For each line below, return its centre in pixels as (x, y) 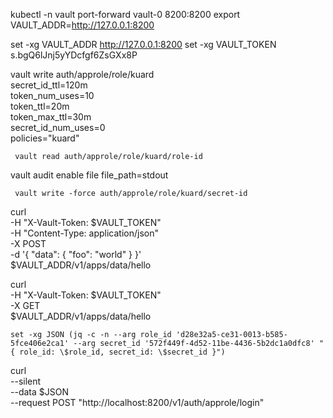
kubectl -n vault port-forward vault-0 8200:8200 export (125, 14)
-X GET (25, 305)
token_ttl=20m (40, 106)
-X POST (28, 243)
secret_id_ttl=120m (49, 85)
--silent (26, 381)
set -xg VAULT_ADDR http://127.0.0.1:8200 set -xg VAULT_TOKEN (143, 44)
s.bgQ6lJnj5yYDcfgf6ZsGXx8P (74, 55)
